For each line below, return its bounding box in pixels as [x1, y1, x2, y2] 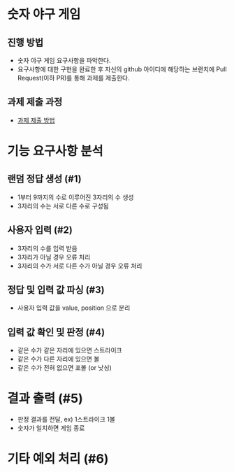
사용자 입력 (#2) [7, 224, 73, 236]
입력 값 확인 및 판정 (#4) [7, 326, 105, 338]
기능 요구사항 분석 [7, 143, 103, 159]
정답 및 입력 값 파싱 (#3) [7, 284, 105, 296]
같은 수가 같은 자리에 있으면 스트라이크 [17, 346, 122, 355]
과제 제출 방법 [17, 116, 55, 124]
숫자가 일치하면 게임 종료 [17, 424, 85, 432]
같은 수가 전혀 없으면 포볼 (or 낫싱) [17, 364, 112, 372]
